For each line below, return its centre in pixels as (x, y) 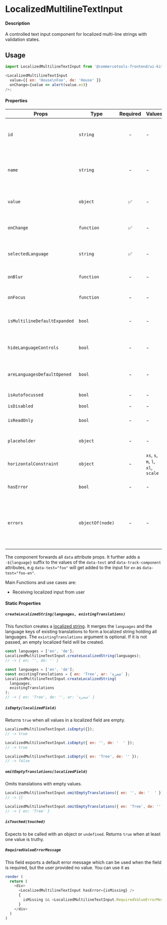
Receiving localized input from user (49, 592)
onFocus (17, 297)
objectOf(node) (97, 523)
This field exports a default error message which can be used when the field (83, 862)
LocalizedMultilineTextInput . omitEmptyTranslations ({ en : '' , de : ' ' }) (84, 793)
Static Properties (23, 603)
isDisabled (20, 406)
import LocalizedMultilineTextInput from (49, 67)
